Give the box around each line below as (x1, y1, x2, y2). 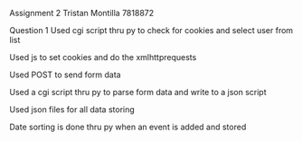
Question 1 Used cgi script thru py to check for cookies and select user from (9, 25, 294, 35)
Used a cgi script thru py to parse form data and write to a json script (9, 87, 267, 97)
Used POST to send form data (9, 69, 121, 80)
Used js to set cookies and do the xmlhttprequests (9, 52, 197, 62)
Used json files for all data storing (9, 104, 136, 115)
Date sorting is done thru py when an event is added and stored (9, 121, 247, 132)
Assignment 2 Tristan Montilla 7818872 (9, 8, 155, 18)
